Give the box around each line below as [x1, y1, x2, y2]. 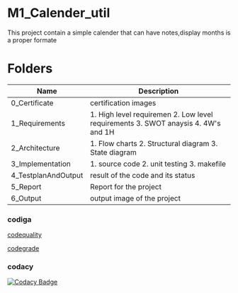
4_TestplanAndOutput [11, 170, 84, 180]
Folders [7, 61, 53, 77]
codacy [7, 262, 34, 272]
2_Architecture [11, 143, 60, 153]
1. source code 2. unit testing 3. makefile [89, 159, 227, 169]
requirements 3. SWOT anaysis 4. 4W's [89, 118, 221, 128]
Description [138, 86, 179, 96]
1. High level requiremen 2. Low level [89, 109, 213, 119]
